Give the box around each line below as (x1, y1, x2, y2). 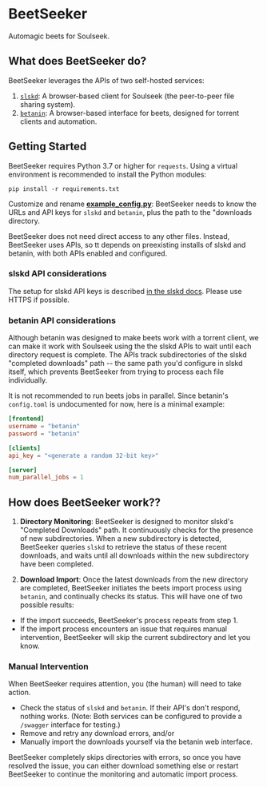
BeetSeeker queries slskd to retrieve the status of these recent (19, 543, 228, 552)
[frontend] (8, 415, 45, 423)
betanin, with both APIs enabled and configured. (8, 248, 168, 258)
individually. (8, 376, 48, 385)
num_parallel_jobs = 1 (8, 473, 84, 482)
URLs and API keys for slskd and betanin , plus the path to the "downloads (8, 207, 253, 217)
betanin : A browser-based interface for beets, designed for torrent (19, 108, 240, 117)
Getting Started (8, 140, 87, 153)
